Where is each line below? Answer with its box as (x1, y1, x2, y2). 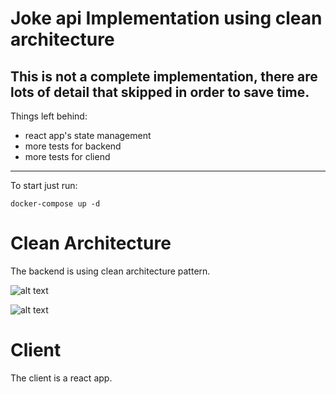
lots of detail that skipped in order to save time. (10, 83, 310, 101)
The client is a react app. (10, 372, 113, 384)
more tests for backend (24, 140, 122, 152)
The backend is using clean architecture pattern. (10, 265, 211, 277)
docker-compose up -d (10, 199, 101, 209)
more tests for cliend (24, 151, 111, 162)
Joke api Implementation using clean (10, 7, 323, 30)
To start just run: (10, 180, 78, 191)
